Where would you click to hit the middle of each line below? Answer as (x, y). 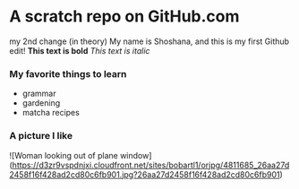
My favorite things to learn (68, 73)
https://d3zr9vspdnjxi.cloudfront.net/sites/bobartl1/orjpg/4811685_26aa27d (151, 165)
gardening (41, 103)
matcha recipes (51, 113)
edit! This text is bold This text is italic (80, 50)
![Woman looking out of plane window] (81, 155)
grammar (39, 94)
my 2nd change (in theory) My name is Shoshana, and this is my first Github (149, 41)
